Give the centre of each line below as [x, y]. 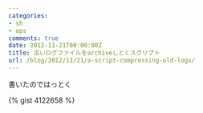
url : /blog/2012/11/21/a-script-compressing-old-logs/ [102, 61]
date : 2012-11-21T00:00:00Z [55, 46]
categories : [28, 16]
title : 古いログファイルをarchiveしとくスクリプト [84, 53]
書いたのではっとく [40, 84]
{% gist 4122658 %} [42, 100]
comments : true [34, 38]
